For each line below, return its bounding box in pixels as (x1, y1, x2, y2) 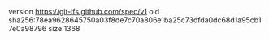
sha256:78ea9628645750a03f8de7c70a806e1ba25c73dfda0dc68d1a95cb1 (8, 15, 262, 25)
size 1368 (48, 24, 80, 33)
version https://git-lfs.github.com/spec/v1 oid (8, 7, 160, 16)
